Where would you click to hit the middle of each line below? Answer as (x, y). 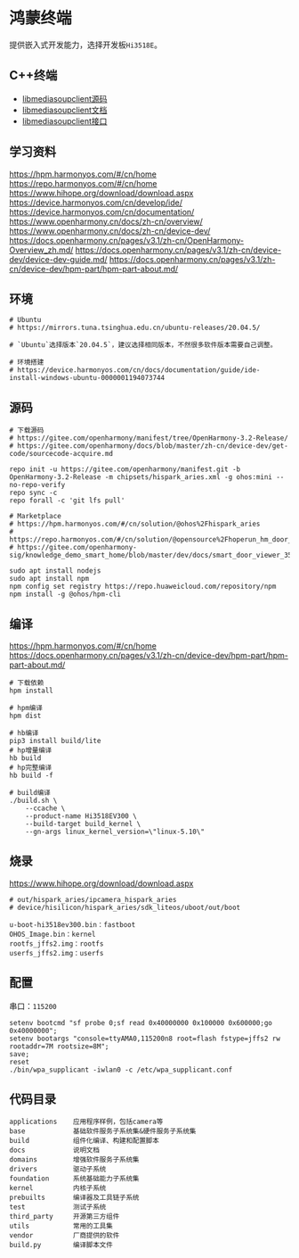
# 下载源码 (27, 430)
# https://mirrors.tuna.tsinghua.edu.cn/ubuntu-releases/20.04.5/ (135, 328)
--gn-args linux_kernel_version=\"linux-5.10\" (115, 832)
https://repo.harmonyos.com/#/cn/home (83, 183)
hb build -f (31, 775)
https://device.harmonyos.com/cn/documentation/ (102, 211)
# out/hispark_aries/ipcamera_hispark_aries (93, 899)
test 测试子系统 (58, 1207)
